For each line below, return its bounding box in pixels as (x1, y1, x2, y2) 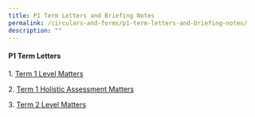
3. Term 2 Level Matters (8, 99, 86, 109)
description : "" (8, 26, 62, 34)
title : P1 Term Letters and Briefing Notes (8, 11, 155, 20)
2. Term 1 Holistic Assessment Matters (8, 84, 134, 94)
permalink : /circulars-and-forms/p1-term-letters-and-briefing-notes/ (8, 19, 248, 27)
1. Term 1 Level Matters (8, 68, 84, 78)
